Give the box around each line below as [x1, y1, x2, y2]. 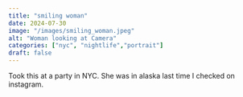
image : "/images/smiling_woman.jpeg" [8, 26, 135, 34]
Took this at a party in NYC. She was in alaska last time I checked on [8, 71, 236, 80]
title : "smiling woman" [8, 11, 89, 20]
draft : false [8, 49, 52, 57]
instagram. [8, 79, 44, 89]
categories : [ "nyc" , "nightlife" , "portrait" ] [8, 42, 163, 50]
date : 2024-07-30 [8, 19, 67, 27]
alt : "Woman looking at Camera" [8, 34, 117, 42]
